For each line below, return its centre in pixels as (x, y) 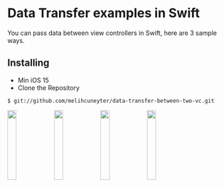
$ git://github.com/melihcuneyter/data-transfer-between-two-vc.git (111, 101)
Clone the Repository (49, 88)
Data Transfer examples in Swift (104, 13)
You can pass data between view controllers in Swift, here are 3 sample (112, 33)
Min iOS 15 (33, 80)
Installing (28, 63)
